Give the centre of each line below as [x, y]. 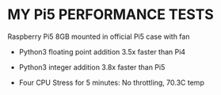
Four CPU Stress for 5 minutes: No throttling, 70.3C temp [112, 82]
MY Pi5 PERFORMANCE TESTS [111, 15]
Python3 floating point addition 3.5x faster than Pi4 [102, 51]
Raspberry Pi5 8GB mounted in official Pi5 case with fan [99, 36]
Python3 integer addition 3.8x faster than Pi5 [92, 67]
